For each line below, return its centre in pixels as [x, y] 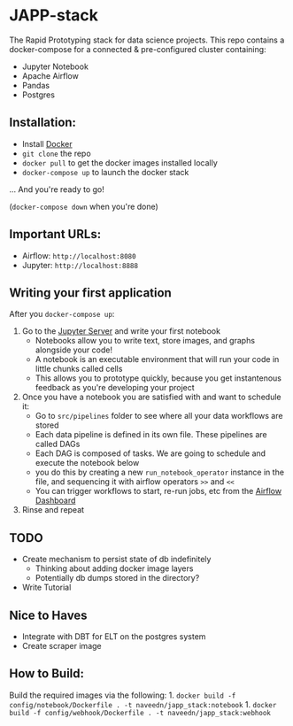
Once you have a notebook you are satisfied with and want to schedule [151, 397]
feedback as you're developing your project [115, 388]
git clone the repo [56, 153]
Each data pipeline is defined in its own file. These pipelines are [151, 435]
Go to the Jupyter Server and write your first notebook [121, 331]
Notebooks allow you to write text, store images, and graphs [145, 341]
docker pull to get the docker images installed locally [120, 162]
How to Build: [47, 674]
